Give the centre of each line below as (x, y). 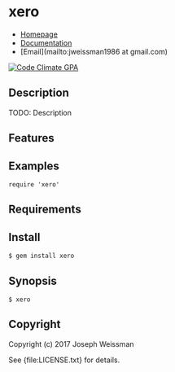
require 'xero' (34, 184)
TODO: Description (40, 112)
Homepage (39, 34)
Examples (34, 166)
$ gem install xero (42, 256)
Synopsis (33, 280)
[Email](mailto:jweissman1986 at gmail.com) (94, 51)
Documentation (46, 42)
